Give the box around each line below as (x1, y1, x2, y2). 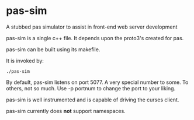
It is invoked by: (6, 57, 44, 64)
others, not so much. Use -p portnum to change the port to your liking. (6, 84, 176, 91)
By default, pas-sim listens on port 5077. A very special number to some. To (6, 79, 189, 86)
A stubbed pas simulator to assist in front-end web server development (6, 23, 178, 30)
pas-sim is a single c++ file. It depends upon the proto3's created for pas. (6, 34, 184, 41)
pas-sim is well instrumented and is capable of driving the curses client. (6, 96, 179, 103)
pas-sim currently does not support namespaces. (6, 107, 126, 114)
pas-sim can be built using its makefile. (6, 45, 101, 53)
